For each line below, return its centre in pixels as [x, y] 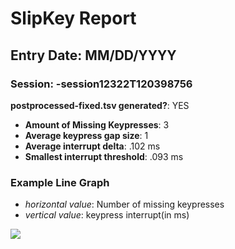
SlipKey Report [73, 18]
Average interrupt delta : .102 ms [92, 146]
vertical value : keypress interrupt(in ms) [107, 215]
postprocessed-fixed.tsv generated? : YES [100, 105]
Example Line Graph [60, 182]
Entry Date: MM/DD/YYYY [93, 55]
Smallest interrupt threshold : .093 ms [104, 156]
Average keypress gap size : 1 [86, 135]
